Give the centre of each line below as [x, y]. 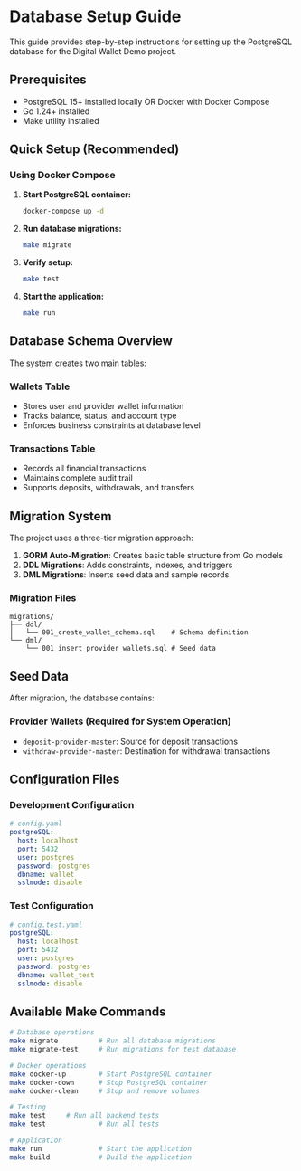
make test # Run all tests [85, 1124]
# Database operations [52, 1033]
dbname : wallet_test [56, 975]
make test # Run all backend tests [85, 1116]
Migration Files [43, 598]
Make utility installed [61, 120]
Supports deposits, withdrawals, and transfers [108, 488]
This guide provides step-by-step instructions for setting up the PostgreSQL [151, 42]
